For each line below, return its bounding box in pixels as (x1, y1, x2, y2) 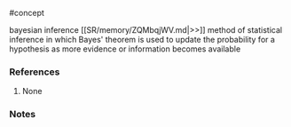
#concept (9, 8, 44, 18)
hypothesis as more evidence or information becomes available (9, 44, 241, 54)
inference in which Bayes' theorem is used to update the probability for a (9, 35, 275, 44)
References (9, 66, 60, 78)
